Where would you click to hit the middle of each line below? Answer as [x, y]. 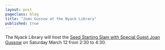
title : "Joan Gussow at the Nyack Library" [51, 19]
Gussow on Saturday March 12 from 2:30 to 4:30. [56, 43]
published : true [22, 23]
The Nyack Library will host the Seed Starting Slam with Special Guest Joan [83, 37]
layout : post [19, 10]
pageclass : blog [22, 14]
